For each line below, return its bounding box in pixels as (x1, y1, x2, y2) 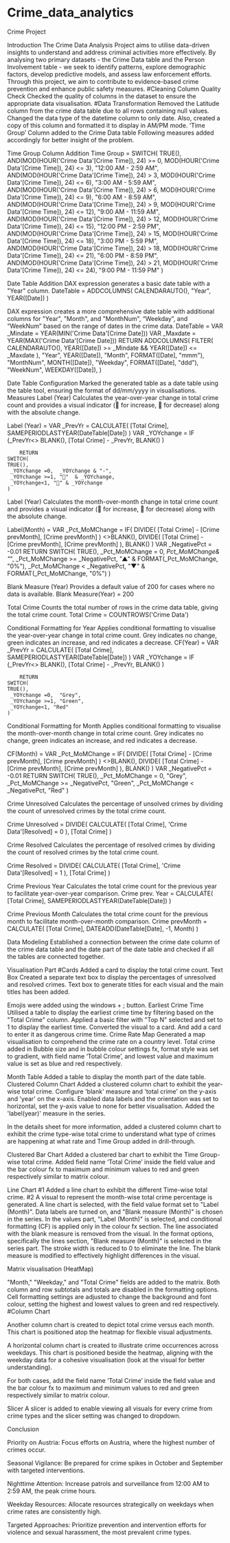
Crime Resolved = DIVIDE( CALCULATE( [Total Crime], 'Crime (7, 861, 181, 869)
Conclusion (7, 1425, 40, 1433)
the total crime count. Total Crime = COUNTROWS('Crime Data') (7, 610, 189, 619)
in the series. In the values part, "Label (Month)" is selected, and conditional (7, 1214, 222, 1223)
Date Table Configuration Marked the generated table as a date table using (7, 379, 218, 387)
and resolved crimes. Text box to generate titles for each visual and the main (7, 980, 224, 988)
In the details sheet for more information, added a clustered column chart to (7, 1122, 222, 1131)
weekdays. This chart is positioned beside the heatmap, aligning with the (7, 1348, 214, 1357)
